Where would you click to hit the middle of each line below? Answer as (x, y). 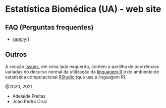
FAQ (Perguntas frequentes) (50, 27)
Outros (16, 54)
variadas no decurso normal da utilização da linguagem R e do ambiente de (82, 72)
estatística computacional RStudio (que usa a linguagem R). (66, 77)
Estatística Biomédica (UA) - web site (83, 9)
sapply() (21, 39)
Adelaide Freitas (29, 96)
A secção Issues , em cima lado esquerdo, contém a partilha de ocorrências (82, 66)
